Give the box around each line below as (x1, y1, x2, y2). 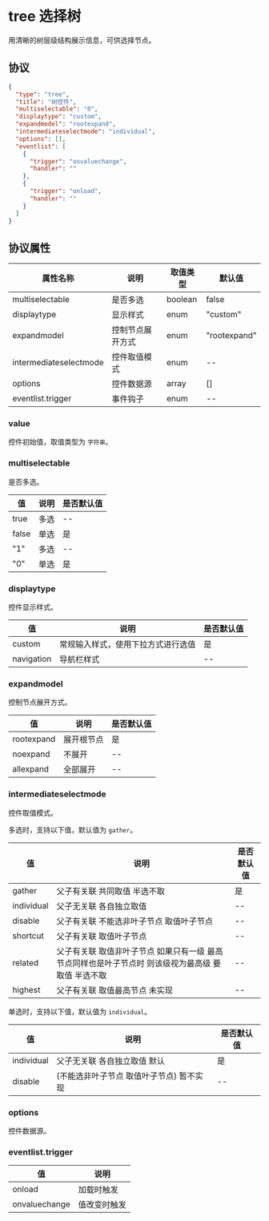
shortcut (12, 930, 44, 941)
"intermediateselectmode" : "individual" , (15, 127, 156, 135)
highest (12, 984, 41, 995)
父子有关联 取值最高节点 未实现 (55, 985, 174, 996)
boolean (167, 294, 198, 305)
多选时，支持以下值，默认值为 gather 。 (8, 824, 138, 834)
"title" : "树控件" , (15, 98, 77, 106)
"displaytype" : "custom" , (15, 113, 102, 121)
